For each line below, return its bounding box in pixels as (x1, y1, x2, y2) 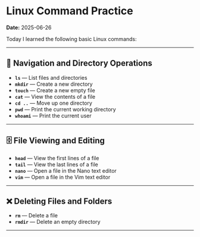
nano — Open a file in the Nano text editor (14, 167, 117, 174)
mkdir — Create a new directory (14, 80, 93, 88)
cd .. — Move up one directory (14, 99, 92, 107)
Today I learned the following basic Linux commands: (6, 35, 137, 42)
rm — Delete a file (14, 212, 58, 219)
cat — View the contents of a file (14, 93, 96, 100)
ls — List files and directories (14, 74, 87, 81)
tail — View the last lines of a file (14, 161, 98, 168)
